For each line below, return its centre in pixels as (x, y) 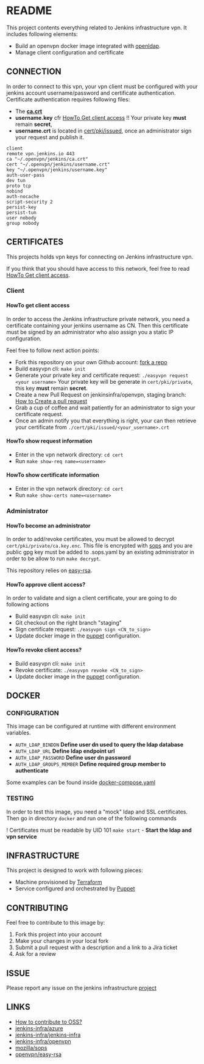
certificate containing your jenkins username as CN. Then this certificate (97, 325)
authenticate (32, 771)
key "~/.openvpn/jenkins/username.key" (57, 170)
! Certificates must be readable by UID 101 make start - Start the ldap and (99, 830)
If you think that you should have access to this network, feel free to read (98, 268)
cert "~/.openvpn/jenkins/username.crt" (58, 164)
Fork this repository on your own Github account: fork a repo (91, 362)
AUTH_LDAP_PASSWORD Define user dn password (73, 758)
